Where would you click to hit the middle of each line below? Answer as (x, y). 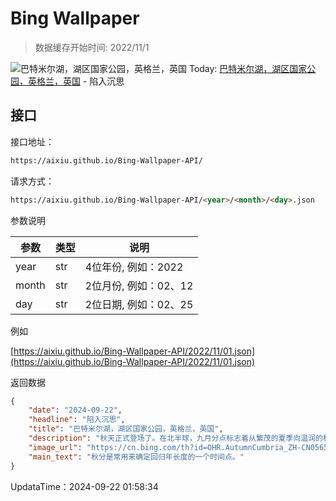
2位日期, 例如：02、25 (139, 304)
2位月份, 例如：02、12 (139, 285)
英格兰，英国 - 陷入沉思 (76, 81)
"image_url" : (55, 447)
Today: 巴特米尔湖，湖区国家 (248, 68)
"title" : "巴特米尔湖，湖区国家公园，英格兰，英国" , (126, 429)
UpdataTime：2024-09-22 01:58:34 (84, 486)
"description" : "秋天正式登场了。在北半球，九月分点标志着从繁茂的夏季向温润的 (175, 438)
